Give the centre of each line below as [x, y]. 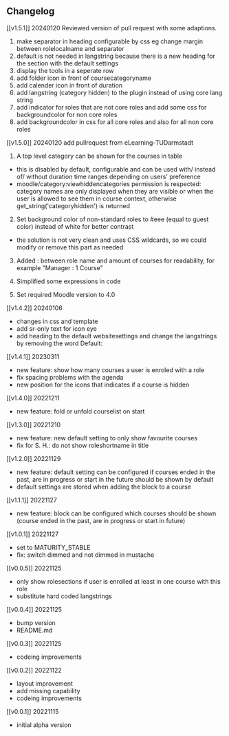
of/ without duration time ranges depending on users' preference [108, 176]
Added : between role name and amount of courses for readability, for [115, 260]
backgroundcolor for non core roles [67, 114]
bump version [36, 622]
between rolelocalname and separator [70, 48]
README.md [34, 630]
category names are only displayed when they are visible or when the [115, 191]
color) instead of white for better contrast [75, 226]
